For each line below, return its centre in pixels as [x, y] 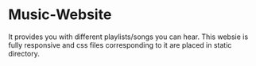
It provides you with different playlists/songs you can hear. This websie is [128, 37]
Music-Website [60, 15]
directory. [24, 53]
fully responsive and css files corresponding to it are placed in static [120, 45]
